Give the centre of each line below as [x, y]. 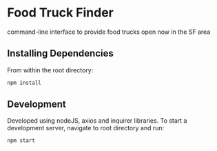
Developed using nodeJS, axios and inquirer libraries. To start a [97, 121]
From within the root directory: [50, 70]
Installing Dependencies [60, 53]
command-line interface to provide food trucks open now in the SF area [109, 32]
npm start [21, 141]
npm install [24, 83]
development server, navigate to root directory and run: [86, 128]
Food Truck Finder [60, 13]
